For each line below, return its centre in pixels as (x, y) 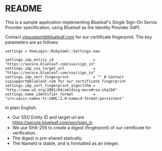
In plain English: (21, 107)
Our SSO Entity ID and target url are (48, 117)
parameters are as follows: (32, 42)
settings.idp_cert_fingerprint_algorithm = (50, 86)
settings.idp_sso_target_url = (50, 68)
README (24, 9)
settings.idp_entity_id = (50, 60)
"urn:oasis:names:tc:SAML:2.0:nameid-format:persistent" (65, 98)
